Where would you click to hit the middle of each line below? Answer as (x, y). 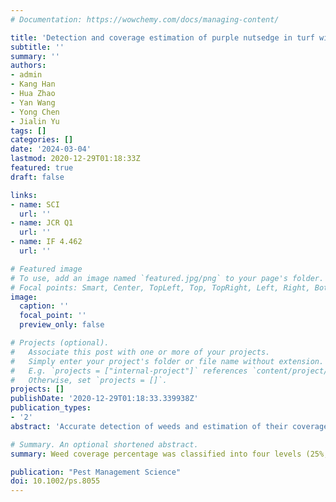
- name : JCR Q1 (42, 223)
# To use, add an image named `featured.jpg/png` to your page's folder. (167, 278)
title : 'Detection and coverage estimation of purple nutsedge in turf (162, 37)
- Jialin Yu (35, 121)
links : (24, 195)
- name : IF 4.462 (46, 242)
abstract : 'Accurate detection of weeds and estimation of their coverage (169, 426)
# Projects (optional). (60, 343)
